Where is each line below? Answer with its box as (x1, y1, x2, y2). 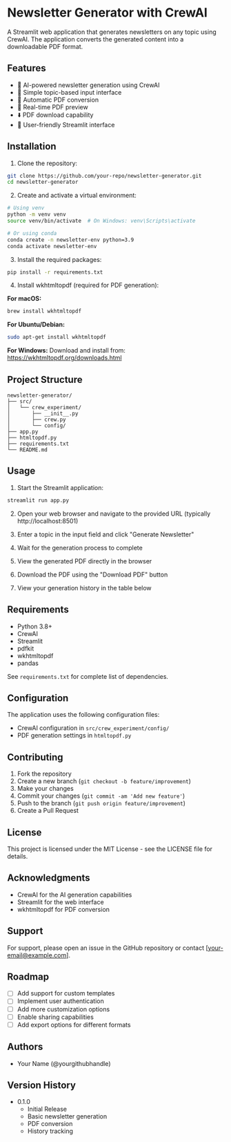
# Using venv (7, 205, 45, 212)
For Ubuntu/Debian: (7, 320, 66, 329)
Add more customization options (17, 1004, 110, 1013)
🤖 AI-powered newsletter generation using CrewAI (17, 81, 160, 89)
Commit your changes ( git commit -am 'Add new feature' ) (17, 792, 185, 800)
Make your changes (17, 785, 74, 793)
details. (7, 852, 28, 860)
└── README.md (7, 447, 48, 453)
